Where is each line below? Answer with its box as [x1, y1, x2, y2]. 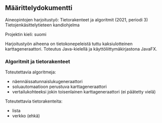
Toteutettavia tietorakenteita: [5, 98, 63, 104]
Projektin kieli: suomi [5, 31, 47, 37]
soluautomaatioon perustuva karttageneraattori [12, 84, 107, 89]
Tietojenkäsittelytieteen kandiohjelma [5, 22, 80, 28]
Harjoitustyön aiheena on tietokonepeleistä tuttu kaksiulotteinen [5, 41, 133, 47]
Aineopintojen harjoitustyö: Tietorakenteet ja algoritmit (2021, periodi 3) [5, 17, 148, 22]
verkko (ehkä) [12, 113, 40, 119]
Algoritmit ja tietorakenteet [5, 58, 71, 65]
